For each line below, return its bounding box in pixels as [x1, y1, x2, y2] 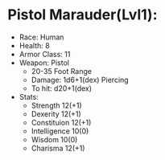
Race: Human [19, 32, 64, 42]
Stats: [19, 92, 39, 101]
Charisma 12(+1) [31, 143, 85, 153]
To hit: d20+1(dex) [31, 83, 93, 93]
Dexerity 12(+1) [31, 109, 81, 118]
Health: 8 [19, 40, 50, 50]
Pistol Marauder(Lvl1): [7, 6, 158, 24]
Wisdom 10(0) [31, 134, 78, 144]
